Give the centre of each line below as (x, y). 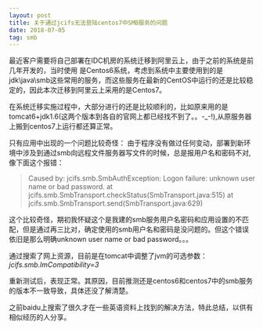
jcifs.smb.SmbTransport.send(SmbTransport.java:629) (115, 203)
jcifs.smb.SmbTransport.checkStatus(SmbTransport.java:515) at (131, 195)
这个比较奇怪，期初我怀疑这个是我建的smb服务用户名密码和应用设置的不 (126, 220)
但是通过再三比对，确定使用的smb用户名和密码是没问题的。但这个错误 (136, 229)
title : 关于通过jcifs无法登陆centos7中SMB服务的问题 (88, 23)
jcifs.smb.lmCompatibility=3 (54, 265)
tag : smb (23, 37)
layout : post (30, 15)
